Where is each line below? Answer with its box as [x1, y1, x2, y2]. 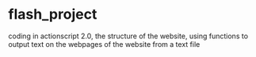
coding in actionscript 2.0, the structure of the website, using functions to [8, 31, 248, 41]
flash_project [8, 5, 97, 23]
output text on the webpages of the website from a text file [8, 39, 201, 48]
